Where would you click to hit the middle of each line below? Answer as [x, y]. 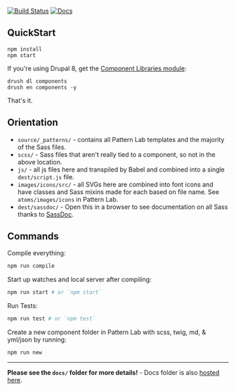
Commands [33, 237]
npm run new [25, 353]
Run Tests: [22, 306]
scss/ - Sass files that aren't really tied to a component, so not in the [116, 154]
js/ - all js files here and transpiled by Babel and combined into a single [121, 169]
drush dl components [38, 81]
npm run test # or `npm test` [52, 319]
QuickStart [32, 33]
